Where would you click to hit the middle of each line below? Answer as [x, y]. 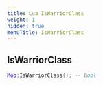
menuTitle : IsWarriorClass [46, 32]
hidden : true [26, 26]
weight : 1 [21, 20]
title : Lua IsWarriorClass [46, 13]
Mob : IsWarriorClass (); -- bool [52, 75]
